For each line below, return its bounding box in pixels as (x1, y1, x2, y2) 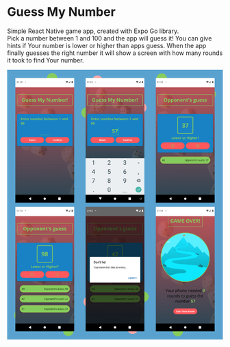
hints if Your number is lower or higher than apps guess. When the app (7, 41, 207, 49)
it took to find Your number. (7, 56, 84, 64)
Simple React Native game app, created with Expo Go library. (7, 27, 179, 35)
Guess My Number (7, 4, 116, 20)
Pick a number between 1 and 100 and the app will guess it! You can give (7, 34, 212, 42)
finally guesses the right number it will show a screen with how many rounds (7, 49, 223, 57)
